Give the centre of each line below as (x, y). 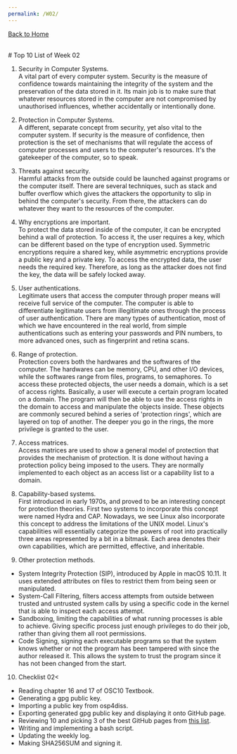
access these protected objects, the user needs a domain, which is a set (123, 384)
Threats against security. (54, 171)
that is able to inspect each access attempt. (81, 611)
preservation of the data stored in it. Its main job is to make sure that (117, 91)
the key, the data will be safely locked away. (82, 274)
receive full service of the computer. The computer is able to (106, 303)
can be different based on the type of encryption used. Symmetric (114, 245)
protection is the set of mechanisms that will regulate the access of (115, 142)
